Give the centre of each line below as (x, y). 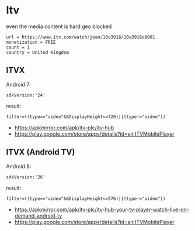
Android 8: (19, 166)
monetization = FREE (31, 42)
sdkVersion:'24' (26, 95)
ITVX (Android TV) (41, 152)
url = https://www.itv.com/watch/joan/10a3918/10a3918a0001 (81, 37)
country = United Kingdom (37, 52)
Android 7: (18, 84)
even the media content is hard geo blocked (59, 26)
